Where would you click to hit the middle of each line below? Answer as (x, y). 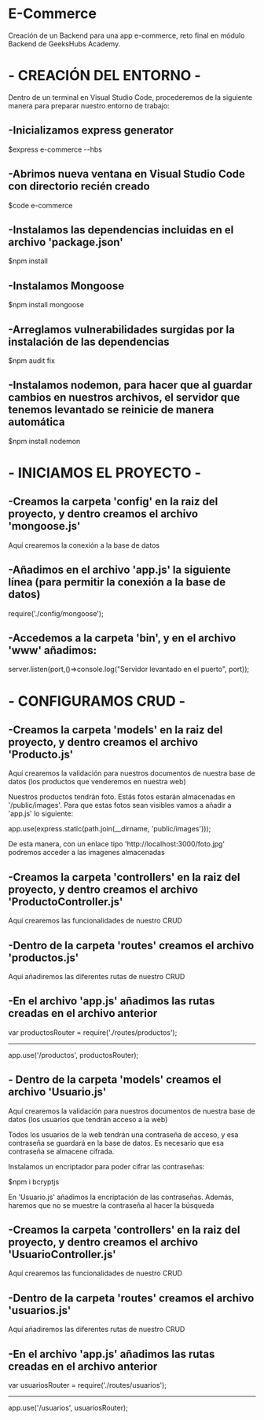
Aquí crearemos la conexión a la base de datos (84, 545)
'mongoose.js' (44, 526)
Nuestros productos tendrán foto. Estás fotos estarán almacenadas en (122, 797)
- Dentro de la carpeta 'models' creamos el (115, 1080)
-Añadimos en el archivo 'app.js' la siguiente (120, 570)
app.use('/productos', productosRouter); (73, 1055)
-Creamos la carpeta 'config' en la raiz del (113, 502)
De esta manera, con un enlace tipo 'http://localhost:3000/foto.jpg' (117, 844)
